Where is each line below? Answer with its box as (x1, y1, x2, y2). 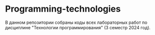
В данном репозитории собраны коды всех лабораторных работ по (5, 19, 148, 25)
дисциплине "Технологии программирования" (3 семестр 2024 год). (5, 24, 151, 30)
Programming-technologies (5, 3, 121, 15)
